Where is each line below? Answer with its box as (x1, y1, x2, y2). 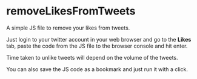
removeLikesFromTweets (6, 4, 136, 18)
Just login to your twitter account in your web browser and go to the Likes (6, 36, 192, 43)
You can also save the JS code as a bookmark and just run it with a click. (6, 65, 188, 73)
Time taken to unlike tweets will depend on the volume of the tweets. (6, 54, 178, 61)
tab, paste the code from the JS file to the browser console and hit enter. (6, 42, 188, 49)
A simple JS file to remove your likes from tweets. (6, 24, 130, 31)
